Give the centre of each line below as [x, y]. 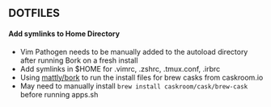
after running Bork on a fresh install [79, 60]
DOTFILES [34, 13]
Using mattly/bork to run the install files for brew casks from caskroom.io [142, 77]
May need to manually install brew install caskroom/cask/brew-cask [134, 86]
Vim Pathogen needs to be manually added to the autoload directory [134, 51]
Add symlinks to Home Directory [64, 33]
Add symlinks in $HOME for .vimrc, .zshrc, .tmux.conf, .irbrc [120, 68]
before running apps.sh [59, 94]
